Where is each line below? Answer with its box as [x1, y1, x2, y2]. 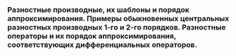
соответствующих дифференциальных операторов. [7, 40, 197, 50]
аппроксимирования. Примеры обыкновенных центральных [7, 13, 230, 23]
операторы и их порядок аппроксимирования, [7, 31, 176, 41]
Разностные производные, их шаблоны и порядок [7, 5, 190, 15]
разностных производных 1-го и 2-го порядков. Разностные [7, 22, 226, 32]
